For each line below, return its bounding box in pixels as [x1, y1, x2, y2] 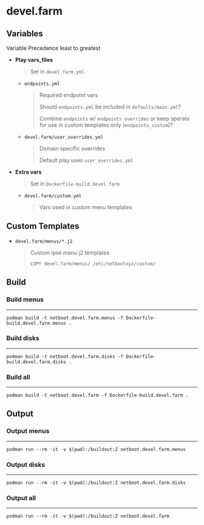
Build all [6, 373, 30, 381]
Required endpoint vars [39, 92, 98, 98]
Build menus [6, 295, 44, 304]
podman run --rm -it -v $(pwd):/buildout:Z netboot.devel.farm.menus [6, 446, 186, 452]
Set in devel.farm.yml [30, 68, 85, 75]
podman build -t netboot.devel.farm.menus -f [6, 315, 123, 321]
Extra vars [15, 169, 42, 175]
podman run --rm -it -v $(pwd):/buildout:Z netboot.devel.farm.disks [6, 480, 186, 486]
